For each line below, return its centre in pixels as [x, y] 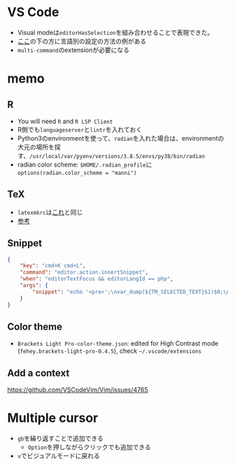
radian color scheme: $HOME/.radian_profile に [85, 164]
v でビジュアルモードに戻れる [58, 456]
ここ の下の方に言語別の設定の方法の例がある [82, 41]
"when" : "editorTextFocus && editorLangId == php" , [97, 279]
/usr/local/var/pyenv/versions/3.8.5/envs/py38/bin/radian [117, 156]
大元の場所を [36, 147]
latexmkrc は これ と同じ [50, 212]
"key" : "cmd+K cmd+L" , [53, 266]
